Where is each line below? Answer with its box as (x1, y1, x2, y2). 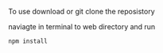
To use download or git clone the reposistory (8, 7, 155, 16)
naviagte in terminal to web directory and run (8, 22, 156, 31)
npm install (8, 37, 48, 45)
